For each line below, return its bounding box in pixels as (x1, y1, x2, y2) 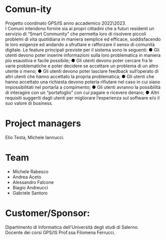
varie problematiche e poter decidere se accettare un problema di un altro (5, 63, 158, 69)
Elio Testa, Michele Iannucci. (5, 134, 64, 140)
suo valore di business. (5, 100, 53, 106)
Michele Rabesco (12, 168, 49, 174)
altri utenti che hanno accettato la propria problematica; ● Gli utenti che (5, 73, 154, 79)
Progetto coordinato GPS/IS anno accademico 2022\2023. (5, 20, 127, 26)
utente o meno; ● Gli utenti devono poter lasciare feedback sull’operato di (5, 68, 159, 74)
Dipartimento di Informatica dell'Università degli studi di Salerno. (5, 224, 139, 230)
